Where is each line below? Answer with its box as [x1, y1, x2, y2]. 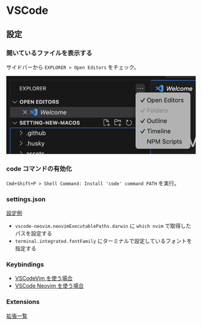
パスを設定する [14, 230, 52, 237]
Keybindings [6, 260, 44, 268]
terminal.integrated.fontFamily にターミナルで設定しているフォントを [14, 238, 192, 245]
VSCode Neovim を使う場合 [14, 282, 84, 289]
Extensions [6, 298, 40, 306]
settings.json [6, 195, 46, 203]
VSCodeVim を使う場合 [14, 275, 73, 282]
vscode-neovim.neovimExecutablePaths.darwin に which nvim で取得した [14, 222, 191, 230]
